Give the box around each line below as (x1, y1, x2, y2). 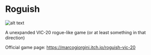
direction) (5, 35, 25, 41)
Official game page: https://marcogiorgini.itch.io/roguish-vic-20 (5, 44, 136, 50)
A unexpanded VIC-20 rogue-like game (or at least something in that (5, 29, 146, 35)
